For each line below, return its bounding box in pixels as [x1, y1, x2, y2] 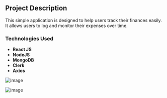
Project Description [5, 4, 67, 12]
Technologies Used [5, 35, 54, 42]
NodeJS [12, 52, 30, 58]
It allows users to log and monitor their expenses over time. [5, 22, 128, 28]
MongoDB [12, 57, 34, 63]
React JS [12, 46, 32, 52]
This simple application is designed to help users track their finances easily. [5, 17, 162, 23]
